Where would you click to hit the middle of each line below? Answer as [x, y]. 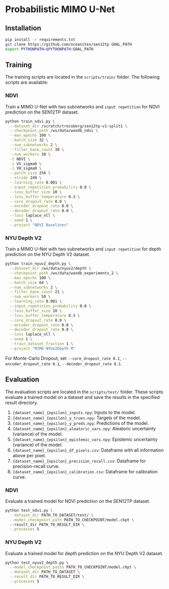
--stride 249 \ [26, 178]
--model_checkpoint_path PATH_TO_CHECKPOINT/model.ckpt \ [72, 520]
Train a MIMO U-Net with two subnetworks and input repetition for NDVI [82, 106]
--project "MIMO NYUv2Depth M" [43, 348]
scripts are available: [27, 83]
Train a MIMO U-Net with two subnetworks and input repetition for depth [83, 249]
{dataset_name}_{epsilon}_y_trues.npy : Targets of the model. [77, 418]
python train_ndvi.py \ [30, 121]
